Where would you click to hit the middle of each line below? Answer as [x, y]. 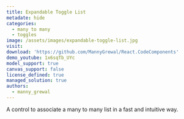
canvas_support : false [35, 69]
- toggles [24, 35]
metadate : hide [26, 18]
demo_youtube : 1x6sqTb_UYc [41, 58]
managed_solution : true [37, 80]
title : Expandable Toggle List [46, 12]
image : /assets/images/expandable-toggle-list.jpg [72, 40]
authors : [17, 86]
